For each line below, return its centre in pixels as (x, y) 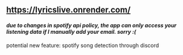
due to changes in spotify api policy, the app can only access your (91, 25)
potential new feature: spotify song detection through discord (83, 45)
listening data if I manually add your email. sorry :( (71, 31)
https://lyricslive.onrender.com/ (69, 10)
